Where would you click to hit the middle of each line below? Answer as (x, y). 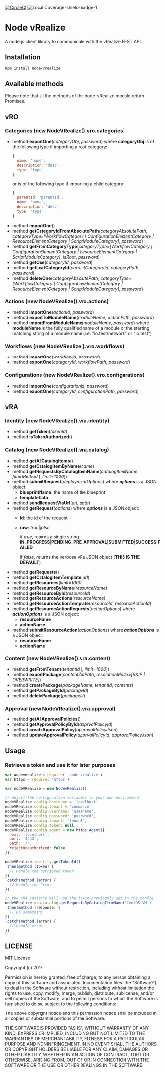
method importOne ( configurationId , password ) (61, 386)
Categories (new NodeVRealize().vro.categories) (65, 130)
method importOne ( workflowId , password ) (56, 357)
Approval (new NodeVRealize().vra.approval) (60, 708)
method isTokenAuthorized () (42, 437)
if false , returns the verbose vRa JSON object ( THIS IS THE (80, 557)
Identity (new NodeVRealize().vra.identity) (57, 420)
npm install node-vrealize (33, 68)
